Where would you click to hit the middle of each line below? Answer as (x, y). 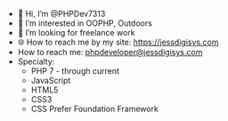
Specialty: (36, 61)
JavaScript (51, 81)
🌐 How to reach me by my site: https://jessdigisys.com (118, 42)
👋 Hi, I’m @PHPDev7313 (61, 14)
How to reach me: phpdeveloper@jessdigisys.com (110, 52)
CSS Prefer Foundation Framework (94, 109)
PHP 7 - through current (75, 71)
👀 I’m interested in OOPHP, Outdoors (85, 23)
